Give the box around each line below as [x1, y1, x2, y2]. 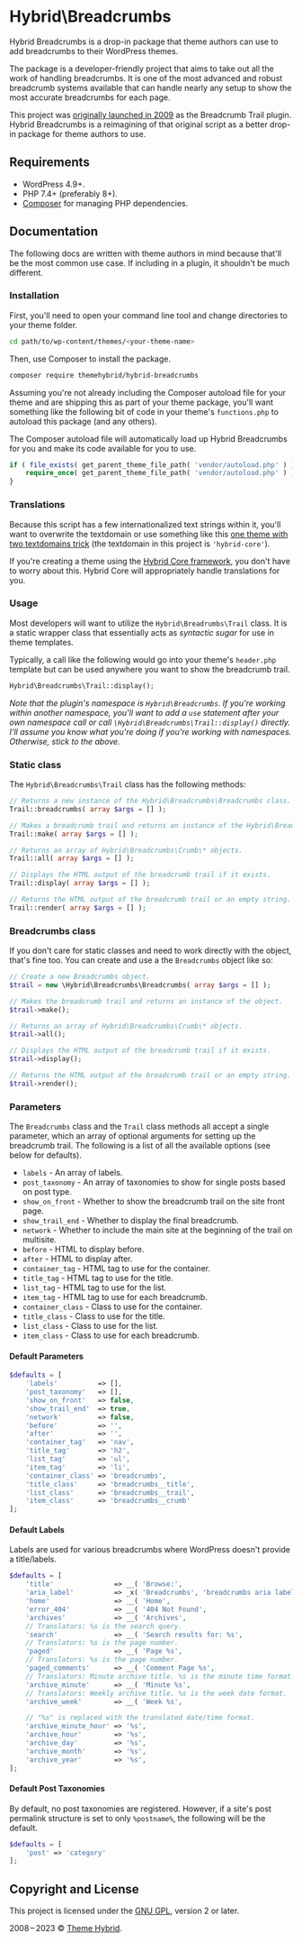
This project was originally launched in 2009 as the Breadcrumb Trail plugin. [9, 109, 292, 120]
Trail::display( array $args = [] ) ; [9, 879, 151, 888]
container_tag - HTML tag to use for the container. [22, 1263, 211, 1274]
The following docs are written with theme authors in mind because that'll [9, 248, 281, 259]
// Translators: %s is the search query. [25, 1621, 182, 1631]
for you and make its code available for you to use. [9, 443, 197, 453]
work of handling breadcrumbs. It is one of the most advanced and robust [9, 72, 283, 83]
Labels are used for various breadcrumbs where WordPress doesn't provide [9, 1544, 290, 1555]
